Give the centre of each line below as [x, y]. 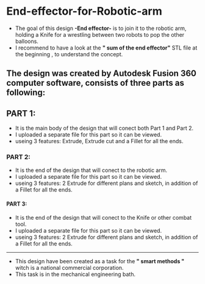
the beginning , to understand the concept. [69, 54]
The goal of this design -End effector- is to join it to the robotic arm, [101, 28]
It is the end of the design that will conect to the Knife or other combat [103, 217]
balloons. [27, 41]
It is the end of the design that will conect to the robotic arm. [91, 170]
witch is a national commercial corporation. [69, 267]
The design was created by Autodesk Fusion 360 [102, 74]
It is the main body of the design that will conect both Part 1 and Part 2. [104, 128]
